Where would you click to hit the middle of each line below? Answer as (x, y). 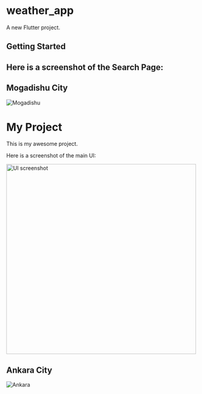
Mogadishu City (37, 88)
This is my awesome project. (42, 144)
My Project (34, 127)
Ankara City (29, 370)
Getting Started (36, 47)
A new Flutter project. (33, 27)
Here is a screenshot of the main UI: (51, 156)
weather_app (40, 11)
